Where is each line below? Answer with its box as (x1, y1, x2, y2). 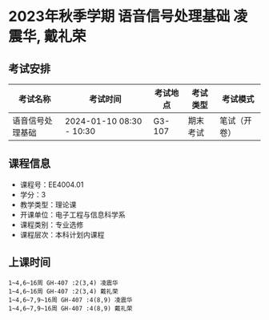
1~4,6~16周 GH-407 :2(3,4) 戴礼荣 (8, 287, 118, 295)
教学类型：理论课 (19, 200, 77, 209)
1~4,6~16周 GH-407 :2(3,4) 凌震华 (8, 278, 118, 287)
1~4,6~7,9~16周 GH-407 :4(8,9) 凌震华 (8, 296, 134, 304)
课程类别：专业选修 (19, 220, 84, 229)
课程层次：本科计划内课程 (19, 229, 105, 239)
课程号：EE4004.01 (19, 180, 84, 189)
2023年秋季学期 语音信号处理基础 (8, 7, 231, 26)
